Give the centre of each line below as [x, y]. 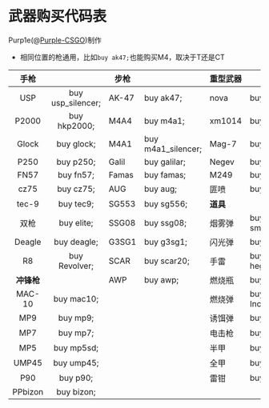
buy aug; [161, 189]
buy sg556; [166, 203]
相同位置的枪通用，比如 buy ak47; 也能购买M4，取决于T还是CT [122, 57]
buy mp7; [76, 333]
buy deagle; [76, 242]
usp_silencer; [76, 102]
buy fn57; [76, 174]
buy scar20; [167, 261]
